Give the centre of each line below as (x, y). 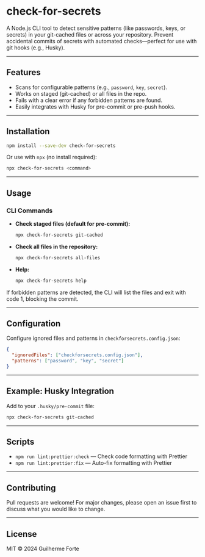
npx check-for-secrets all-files (58, 257)
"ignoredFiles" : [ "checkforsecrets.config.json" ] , (77, 355)
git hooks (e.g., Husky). (36, 48)
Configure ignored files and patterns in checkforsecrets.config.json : (93, 338)
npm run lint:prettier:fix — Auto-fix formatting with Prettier (93, 463)
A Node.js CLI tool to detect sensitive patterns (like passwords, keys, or (96, 28)
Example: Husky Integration (60, 391)
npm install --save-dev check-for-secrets (61, 146)
